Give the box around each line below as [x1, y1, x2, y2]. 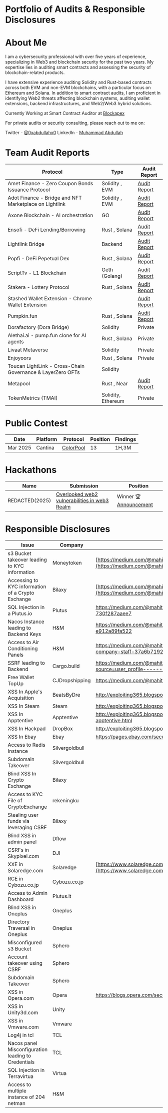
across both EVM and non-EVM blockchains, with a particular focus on [5, 85, 151, 91]
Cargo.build [52, 662, 80, 669]
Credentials [7, 1058, 35, 1065]
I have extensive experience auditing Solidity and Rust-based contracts [5, 79, 152, 86]
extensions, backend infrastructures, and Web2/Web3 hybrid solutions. [5, 101, 152, 107]
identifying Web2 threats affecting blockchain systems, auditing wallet [5, 95, 150, 101]
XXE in [7, 861, 23, 868]
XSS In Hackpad [7, 725, 46, 732]
